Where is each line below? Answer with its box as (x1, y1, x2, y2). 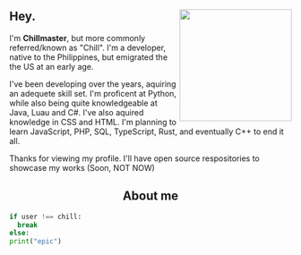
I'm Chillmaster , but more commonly (9, 32, 146, 43)
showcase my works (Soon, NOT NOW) (9, 162, 155, 173)
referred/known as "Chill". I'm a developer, (9, 42, 167, 53)
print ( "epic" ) (9, 237, 63, 246)
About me (122, 189, 179, 204)
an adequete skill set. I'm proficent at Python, (9, 88, 177, 98)
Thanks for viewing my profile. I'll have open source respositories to (9, 153, 260, 164)
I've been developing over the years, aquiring (9, 78, 176, 89)
